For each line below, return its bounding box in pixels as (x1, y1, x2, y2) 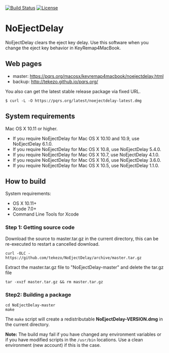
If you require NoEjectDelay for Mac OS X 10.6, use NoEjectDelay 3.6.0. (12, 157, 161, 163)
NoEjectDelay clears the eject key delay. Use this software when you (5, 39, 149, 45)
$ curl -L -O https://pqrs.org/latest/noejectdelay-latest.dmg (5, 98, 142, 103)
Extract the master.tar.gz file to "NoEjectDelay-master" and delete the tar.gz (5, 264, 164, 270)
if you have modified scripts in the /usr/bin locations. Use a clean (5, 336, 143, 343)
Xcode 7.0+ (12, 206, 37, 212)
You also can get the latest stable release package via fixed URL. (5, 88, 141, 94)
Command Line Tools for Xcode (12, 211, 79, 217)
